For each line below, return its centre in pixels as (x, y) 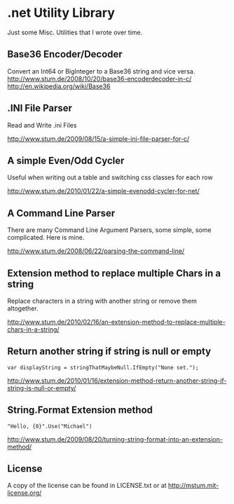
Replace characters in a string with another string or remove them (102, 301)
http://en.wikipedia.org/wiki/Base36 (59, 86)
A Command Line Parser (61, 213)
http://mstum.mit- (193, 486)
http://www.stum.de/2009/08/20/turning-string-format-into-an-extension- (115, 439)
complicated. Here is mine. (46, 238)
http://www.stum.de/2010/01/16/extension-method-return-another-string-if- (117, 381)
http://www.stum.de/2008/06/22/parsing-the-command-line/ (96, 251)
